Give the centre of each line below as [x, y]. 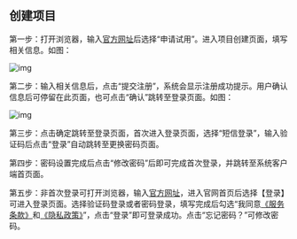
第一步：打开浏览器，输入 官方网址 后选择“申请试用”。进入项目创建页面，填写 [148, 39]
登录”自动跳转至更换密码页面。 [108, 143]
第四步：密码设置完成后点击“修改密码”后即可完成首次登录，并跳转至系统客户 [148, 163]
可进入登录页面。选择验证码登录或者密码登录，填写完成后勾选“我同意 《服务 [147, 204]
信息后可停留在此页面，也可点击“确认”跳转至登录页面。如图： [121, 96]
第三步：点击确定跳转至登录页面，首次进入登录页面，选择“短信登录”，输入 [145, 133]
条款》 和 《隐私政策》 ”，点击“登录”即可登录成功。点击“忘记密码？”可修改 [140, 214]
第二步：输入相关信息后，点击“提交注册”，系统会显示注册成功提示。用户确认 [148, 86]
